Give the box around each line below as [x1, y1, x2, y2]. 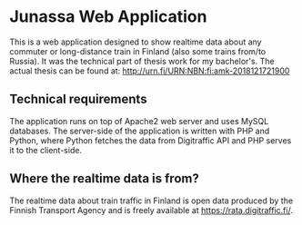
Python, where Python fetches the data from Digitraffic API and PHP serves [9, 134, 292, 146]
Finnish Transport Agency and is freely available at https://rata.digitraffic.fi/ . [9, 204, 294, 215]
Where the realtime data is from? [9, 171, 200, 187]
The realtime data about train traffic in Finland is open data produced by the [9, 195, 294, 206]
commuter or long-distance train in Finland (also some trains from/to [9, 45, 267, 56]
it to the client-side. [9, 144, 83, 155]
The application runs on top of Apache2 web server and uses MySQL [9, 115, 269, 126]
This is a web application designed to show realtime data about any [9, 36, 262, 47]
